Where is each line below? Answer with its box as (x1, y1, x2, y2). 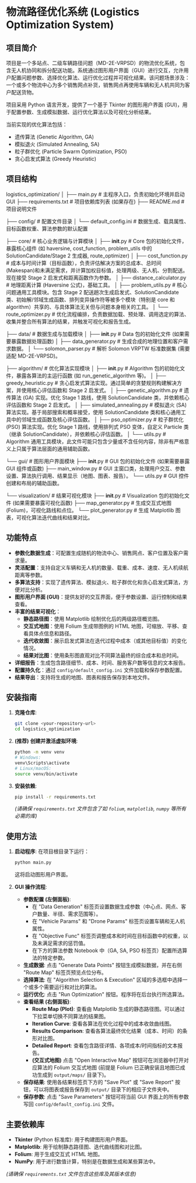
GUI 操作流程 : (14, 883, 47, 890)
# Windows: (14, 755, 41, 761)
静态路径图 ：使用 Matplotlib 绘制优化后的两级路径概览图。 (23, 615, 163, 622)
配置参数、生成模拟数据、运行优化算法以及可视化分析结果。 (10, 109, 155, 115)
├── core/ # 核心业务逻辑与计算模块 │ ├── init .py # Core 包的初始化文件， (6, 238, 187, 245)
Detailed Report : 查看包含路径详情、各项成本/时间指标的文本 (32, 1042, 178, 1049)
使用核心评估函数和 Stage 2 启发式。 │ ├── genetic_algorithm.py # (21, 387, 183, 394)
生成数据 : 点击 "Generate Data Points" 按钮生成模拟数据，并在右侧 (23, 962, 183, 969)
